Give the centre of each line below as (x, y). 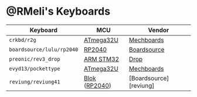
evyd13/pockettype (35, 68)
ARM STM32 (102, 59)
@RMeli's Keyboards (58, 11)
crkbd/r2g (23, 40)
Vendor (159, 30)
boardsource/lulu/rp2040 (44, 49)
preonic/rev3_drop (35, 59)
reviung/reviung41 (35, 82)
